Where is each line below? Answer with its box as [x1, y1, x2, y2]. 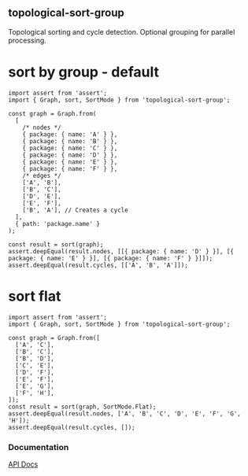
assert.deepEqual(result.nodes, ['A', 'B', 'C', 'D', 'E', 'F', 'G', [8, 409, 242, 418]
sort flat [8, 287, 61, 305]
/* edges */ [22, 172, 61, 179]
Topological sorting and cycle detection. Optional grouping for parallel [8, 27, 235, 36]
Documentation [8, 441, 69, 452]
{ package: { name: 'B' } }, [22, 137, 118, 145]
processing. [8, 35, 47, 45]
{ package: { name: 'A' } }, [22, 130, 118, 138]
